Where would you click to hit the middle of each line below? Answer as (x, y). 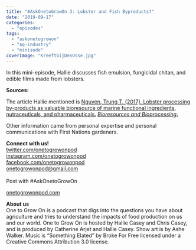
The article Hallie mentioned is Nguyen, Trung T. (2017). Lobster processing (98, 102)
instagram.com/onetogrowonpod (46, 156)
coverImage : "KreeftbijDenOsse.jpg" (51, 56)
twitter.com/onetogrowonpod (42, 150)
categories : (21, 22)
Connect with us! (27, 143)
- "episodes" (27, 28)
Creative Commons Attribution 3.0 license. (58, 241)
